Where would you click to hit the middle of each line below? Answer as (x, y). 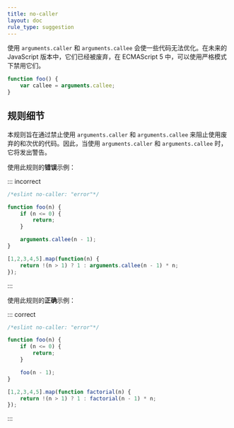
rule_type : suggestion (41, 27)
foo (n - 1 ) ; (37, 372)
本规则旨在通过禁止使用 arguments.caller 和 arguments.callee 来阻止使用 (114, 134)
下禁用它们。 (26, 66)
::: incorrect (24, 181)
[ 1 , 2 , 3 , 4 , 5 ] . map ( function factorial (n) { (69, 392)
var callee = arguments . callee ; (68, 86)
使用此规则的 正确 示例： (41, 300)
